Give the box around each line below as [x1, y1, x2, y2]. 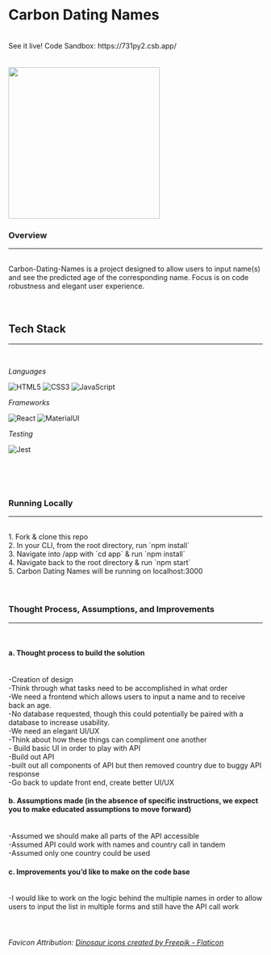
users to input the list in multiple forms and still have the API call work [8, 902, 240, 911]
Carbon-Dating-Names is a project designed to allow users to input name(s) [8, 264, 261, 274]
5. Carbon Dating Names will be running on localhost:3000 [8, 567, 203, 576]
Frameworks [8, 398, 50, 408]
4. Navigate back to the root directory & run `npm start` [8, 558, 191, 568]
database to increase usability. [8, 717, 110, 727]
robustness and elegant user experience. [8, 281, 145, 291]
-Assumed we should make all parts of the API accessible [8, 831, 200, 841]
